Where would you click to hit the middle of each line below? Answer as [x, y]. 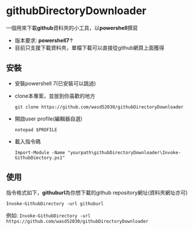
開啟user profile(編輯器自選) [49, 118]
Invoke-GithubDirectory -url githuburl [55, 204]
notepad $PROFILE [36, 130]
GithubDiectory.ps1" [40, 158]
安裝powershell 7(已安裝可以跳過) [55, 83]
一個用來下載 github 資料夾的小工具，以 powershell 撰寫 [72, 28]
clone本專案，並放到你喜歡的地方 [55, 96]
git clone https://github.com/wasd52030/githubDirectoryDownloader [99, 107]
